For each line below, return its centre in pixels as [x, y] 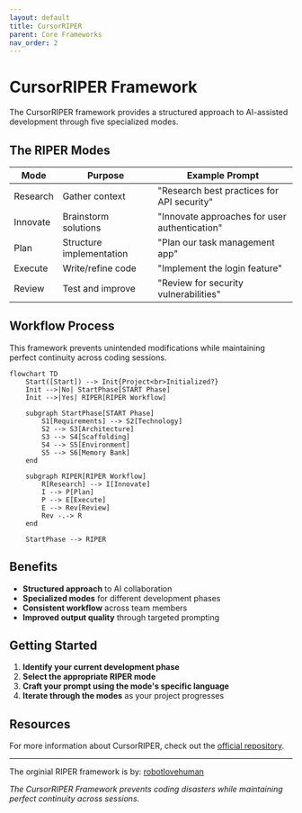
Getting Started [53, 646]
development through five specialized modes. [94, 122]
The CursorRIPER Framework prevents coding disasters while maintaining [146, 790]
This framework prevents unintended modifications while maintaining [137, 348]
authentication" [190, 228]
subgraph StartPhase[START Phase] [90, 413]
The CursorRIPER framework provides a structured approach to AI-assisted [149, 113]
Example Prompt [223, 175]
